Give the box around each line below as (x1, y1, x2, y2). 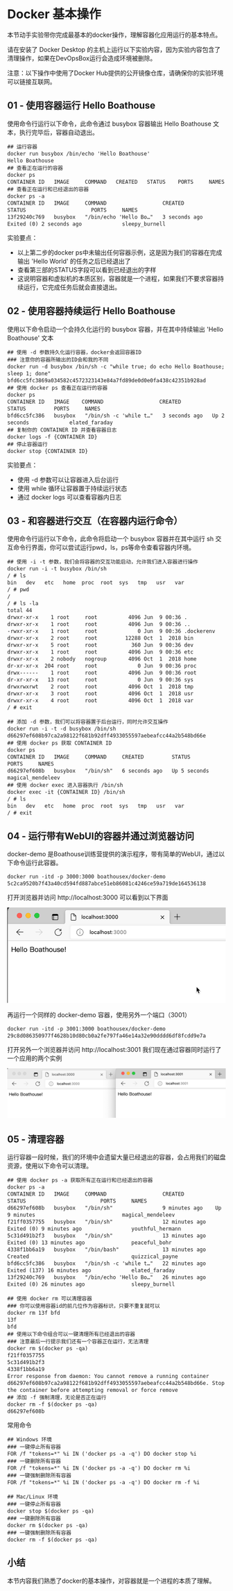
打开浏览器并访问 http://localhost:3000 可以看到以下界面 (7, 893, 169, 902)
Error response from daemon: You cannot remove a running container (7, 1373, 209, 1380)
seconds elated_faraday (7, 419, 113, 426)
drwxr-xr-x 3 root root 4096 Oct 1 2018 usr (7, 690, 194, 697)
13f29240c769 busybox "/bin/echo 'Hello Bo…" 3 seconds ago (7, 213, 203, 221)
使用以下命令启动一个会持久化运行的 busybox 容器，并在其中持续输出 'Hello (7, 325, 224, 333)
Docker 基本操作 (7, 6, 102, 22)
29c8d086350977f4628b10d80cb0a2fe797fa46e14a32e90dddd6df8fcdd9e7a (7, 1032, 207, 1039)
